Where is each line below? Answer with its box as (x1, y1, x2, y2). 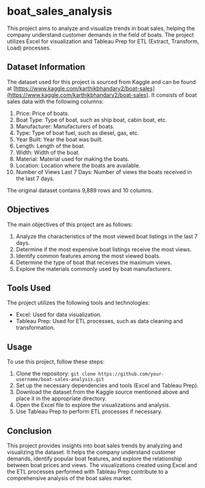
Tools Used (7, 283, 51, 293)
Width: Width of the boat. (15, 148, 80, 156)
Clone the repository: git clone (15, 370, 96, 378)
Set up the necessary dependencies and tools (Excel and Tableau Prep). (15, 382, 199, 389)
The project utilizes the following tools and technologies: (7, 299, 150, 307)
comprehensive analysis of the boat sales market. (7, 475, 133, 482)
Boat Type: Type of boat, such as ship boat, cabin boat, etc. (15, 116, 168, 123)
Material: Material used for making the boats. (15, 155, 130, 162)
